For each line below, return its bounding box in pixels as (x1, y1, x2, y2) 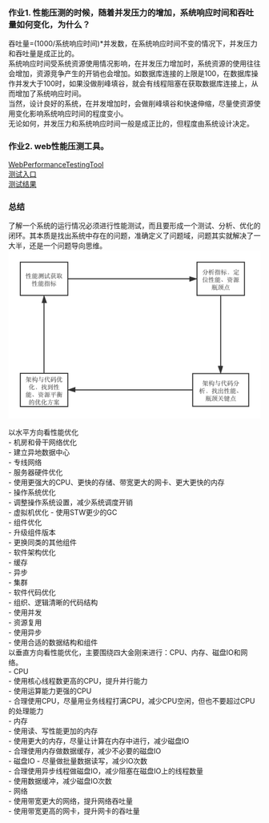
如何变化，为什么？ (16, 18, 90, 30)
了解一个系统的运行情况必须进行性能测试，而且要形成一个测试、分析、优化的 (8, 220, 261, 230)
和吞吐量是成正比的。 (8, 49, 78, 58)
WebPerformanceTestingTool (8, 159, 104, 169)
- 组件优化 (8, 517, 42, 527)
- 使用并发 (8, 607, 42, 617)
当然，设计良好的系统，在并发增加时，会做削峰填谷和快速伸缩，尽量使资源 (8, 98, 254, 109)
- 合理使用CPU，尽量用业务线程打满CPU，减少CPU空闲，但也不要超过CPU (8, 696, 255, 705)
